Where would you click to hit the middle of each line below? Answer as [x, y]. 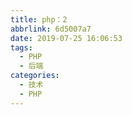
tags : [21, 47]
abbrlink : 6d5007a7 [51, 29]
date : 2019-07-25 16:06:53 [66, 38]
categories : [35, 76]
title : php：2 [39, 19]
